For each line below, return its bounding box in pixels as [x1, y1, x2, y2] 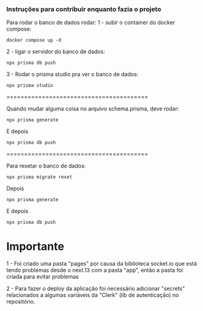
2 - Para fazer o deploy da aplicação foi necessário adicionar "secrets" [6, 285, 185, 293]
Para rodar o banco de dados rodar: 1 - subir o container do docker [6, 19, 175, 26]
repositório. [6, 298, 35, 305]
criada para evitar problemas [6, 273, 79, 280]
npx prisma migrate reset [6, 174, 72, 180]
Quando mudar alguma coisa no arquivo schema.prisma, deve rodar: [6, 105, 179, 112]
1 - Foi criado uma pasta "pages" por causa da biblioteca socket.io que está [6, 260, 197, 267]
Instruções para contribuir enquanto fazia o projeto [6, 5, 161, 13]
